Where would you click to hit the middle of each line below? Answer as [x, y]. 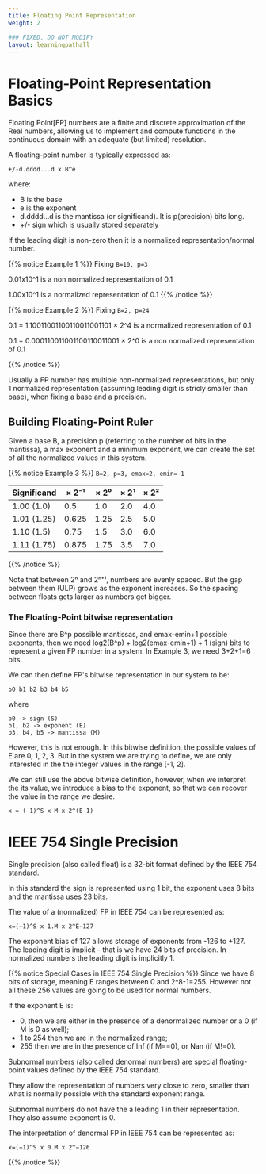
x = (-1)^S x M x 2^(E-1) [51, 811]
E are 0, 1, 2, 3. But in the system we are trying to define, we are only [120, 756]
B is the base [41, 200]
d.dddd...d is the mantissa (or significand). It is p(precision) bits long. [132, 217]
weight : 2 [25, 23]
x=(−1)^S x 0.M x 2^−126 [49, 1148]
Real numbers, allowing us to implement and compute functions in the [122, 131]
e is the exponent [48, 208]
